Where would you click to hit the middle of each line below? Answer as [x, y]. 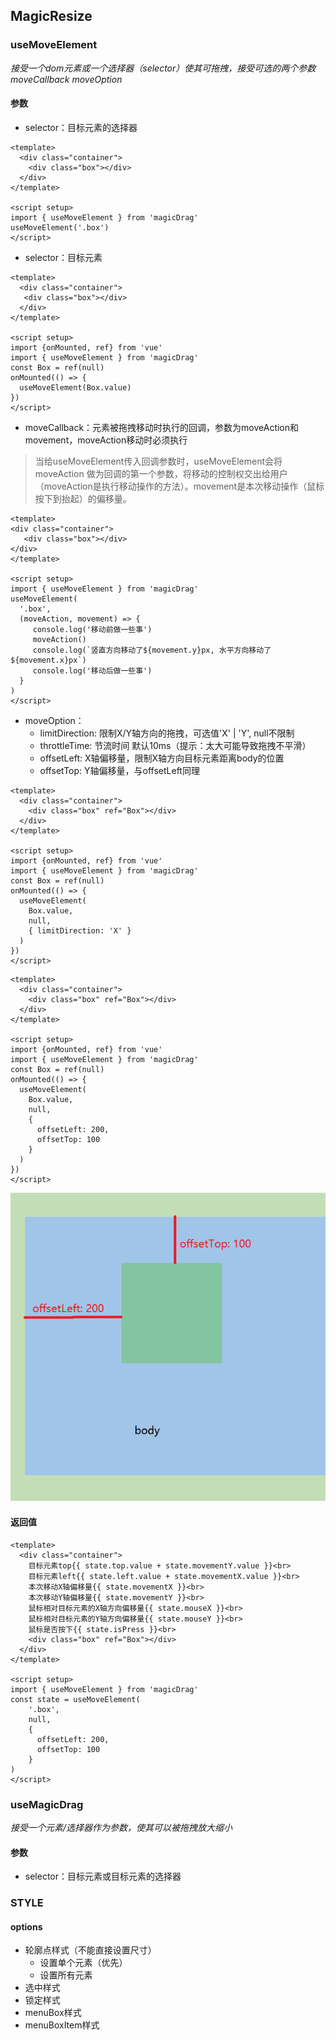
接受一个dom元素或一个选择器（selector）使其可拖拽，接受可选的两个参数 [163, 68]
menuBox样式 [53, 2013]
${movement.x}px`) [48, 660]
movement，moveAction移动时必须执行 [106, 440]
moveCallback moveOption [66, 79]
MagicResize [51, 16]
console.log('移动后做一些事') [92, 670]
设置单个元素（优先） [83, 1963]
